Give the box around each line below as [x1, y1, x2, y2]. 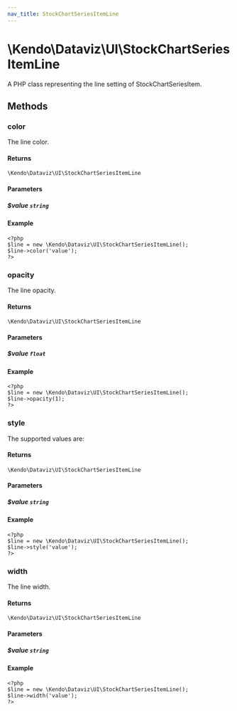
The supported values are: [7, 434, 85, 443]
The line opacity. [7, 286, 57, 294]
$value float [7, 349, 46, 358]
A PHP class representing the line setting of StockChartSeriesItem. [7, 80, 202, 88]
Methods [7, 100, 48, 112]
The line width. [7, 582, 51, 591]
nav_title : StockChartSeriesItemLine [7, 10, 119, 18]
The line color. [7, 138, 50, 146]
